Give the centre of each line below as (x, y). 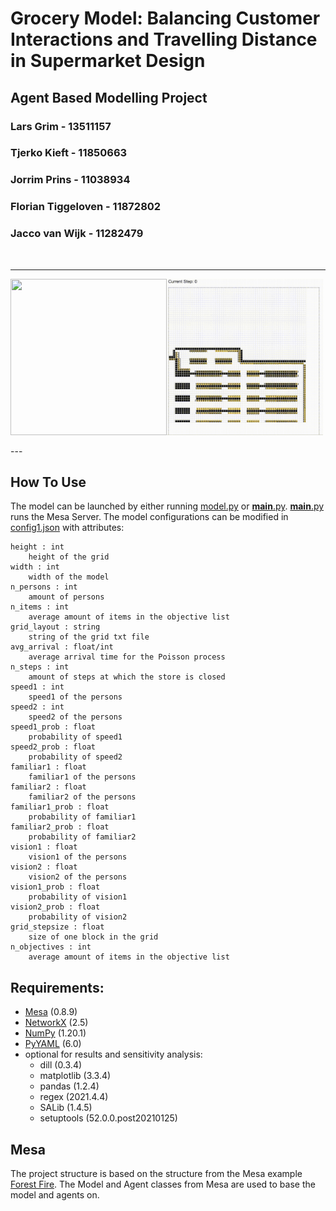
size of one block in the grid (93, 937)
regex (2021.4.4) (74, 1097)
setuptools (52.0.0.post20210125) (108, 1118)
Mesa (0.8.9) (51, 1012)
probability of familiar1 (82, 817)
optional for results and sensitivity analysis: (113, 1054)
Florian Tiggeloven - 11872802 (86, 207)
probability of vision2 (78, 917)
